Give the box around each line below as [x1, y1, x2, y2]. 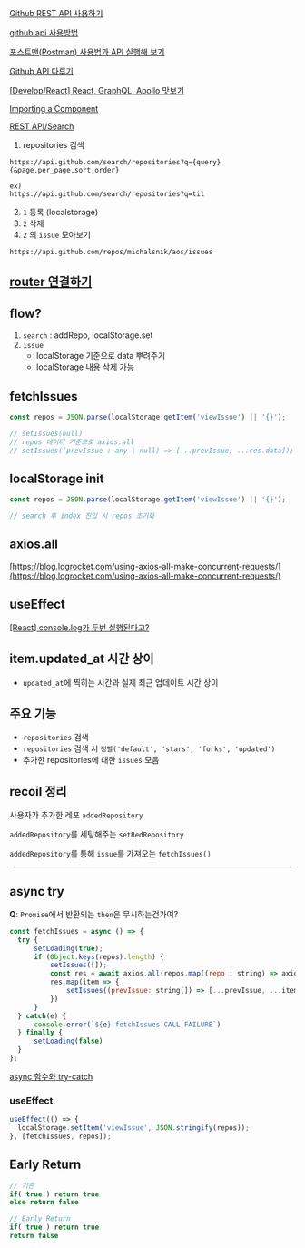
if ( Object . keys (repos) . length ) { [33, 952, 165, 961]
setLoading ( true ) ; [33, 944, 103, 953]
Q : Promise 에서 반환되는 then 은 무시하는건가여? [9, 908, 179, 919]
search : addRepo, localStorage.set [22, 330, 153, 341]
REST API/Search [9, 121, 74, 132]
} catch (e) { [17, 1011, 67, 1020]
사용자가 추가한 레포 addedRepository [9, 809, 143, 820]
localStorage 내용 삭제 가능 [35, 362, 134, 372]
